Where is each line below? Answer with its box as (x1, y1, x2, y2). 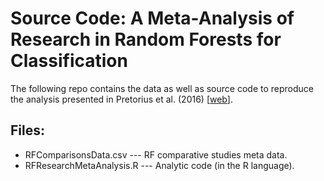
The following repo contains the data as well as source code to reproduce (10, 82, 314, 94)
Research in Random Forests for (10, 28, 282, 51)
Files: (10, 122, 45, 139)
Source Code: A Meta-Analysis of (10, 7, 295, 30)
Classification (10, 50, 128, 72)
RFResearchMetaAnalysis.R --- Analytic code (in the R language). (24, 159, 295, 171)
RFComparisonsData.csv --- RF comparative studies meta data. (24, 148, 288, 161)
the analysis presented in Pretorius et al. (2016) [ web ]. (10, 93, 233, 105)
